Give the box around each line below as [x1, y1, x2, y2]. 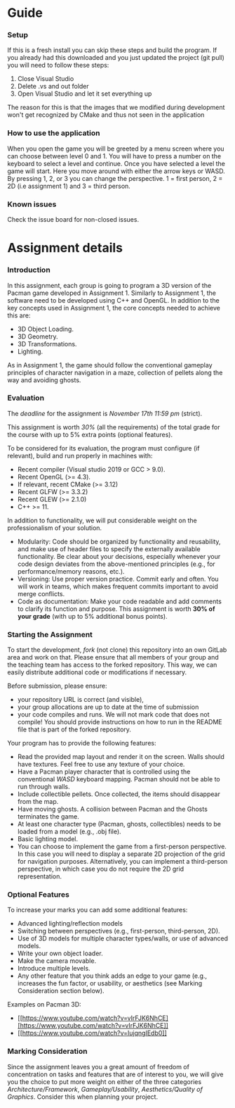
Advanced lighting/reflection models [17, 919, 123, 928]
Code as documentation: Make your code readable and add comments [17, 597, 222, 605]
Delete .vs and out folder [17, 82, 89, 91]
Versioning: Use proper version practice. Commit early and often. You [17, 574, 219, 583]
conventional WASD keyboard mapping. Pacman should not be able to [17, 775, 220, 783]
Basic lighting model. [17, 835, 79, 843]
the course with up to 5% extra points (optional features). [7, 430, 173, 439]
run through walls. [17, 783, 70, 791]
